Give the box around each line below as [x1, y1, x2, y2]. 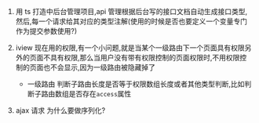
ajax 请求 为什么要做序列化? [15, 106, 106, 115]
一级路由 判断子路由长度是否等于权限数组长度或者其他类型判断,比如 [27, 79, 245, 89]
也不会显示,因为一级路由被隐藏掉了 [42, 63, 155, 72]
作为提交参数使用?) [15, 27, 78, 35]
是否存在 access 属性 [68, 89, 132, 98]
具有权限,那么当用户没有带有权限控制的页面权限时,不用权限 [49, 53, 240, 62]
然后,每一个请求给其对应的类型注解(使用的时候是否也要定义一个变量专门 [15, 16, 247, 26]
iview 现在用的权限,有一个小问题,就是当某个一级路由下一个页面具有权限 [15, 43, 245, 52]
